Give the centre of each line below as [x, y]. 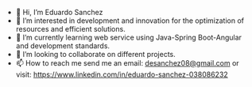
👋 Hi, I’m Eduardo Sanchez [59, 12]
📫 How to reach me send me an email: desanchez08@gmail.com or [128, 63]
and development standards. [62, 46]
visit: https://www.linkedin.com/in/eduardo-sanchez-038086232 [122, 74]
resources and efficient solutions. [70, 29]
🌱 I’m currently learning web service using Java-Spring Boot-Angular [129, 37]
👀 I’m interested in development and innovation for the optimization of [130, 21]
